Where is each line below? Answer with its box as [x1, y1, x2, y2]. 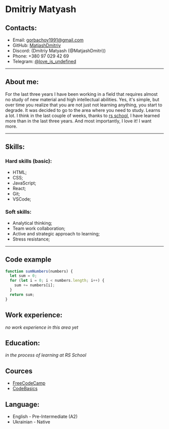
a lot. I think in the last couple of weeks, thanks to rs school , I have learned [5, 112, 160, 118]
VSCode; [12, 196, 32, 202]
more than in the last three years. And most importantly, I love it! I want [5, 117, 152, 124]
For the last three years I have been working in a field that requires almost [5, 91, 158, 97]
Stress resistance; [12, 236, 50, 242]
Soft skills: [5, 208, 32, 215]
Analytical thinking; [12, 220, 53, 226]
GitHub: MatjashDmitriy [12, 42, 61, 48]
